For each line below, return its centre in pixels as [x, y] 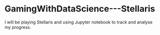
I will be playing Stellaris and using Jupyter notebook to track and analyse [79, 22]
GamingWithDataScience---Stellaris [80, 9]
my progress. [18, 27]
